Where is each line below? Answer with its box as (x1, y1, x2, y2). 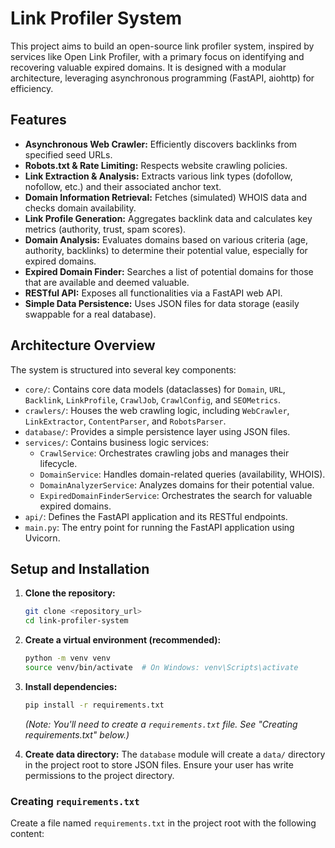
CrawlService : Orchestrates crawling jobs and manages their (39, 447, 290, 459)
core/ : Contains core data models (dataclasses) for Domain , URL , (24, 383, 286, 395)
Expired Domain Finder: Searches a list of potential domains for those (24, 265, 314, 277)
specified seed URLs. (24, 148, 113, 161)
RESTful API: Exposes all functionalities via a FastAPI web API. (24, 287, 283, 299)
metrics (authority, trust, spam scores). (24, 223, 187, 235)
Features (10, 112, 67, 129)
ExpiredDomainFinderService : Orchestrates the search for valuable (39, 489, 313, 501)
